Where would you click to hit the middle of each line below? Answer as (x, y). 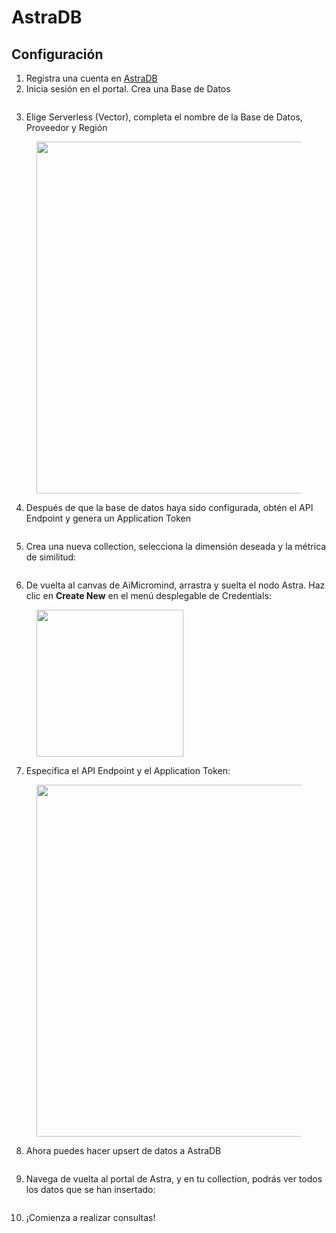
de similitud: (51, 557)
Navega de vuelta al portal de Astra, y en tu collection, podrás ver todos (174, 1179)
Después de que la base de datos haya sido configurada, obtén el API (169, 507)
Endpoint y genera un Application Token (108, 518)
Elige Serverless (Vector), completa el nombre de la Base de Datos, (164, 117)
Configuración (57, 54)
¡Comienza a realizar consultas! (90, 1217)
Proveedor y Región (66, 127)
